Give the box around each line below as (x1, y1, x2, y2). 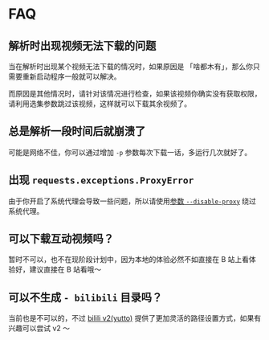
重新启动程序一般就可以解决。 (22, 72, 121, 81)
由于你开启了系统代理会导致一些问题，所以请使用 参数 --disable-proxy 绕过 (8, 196, 257, 206)
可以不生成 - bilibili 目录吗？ (8, 290, 163, 304)
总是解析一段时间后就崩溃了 (8, 125, 146, 138)
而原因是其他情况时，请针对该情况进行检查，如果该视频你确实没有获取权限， (8, 89, 262, 98)
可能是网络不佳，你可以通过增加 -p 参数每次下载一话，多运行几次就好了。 (8, 147, 252, 157)
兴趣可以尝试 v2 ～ (8, 323, 71, 334)
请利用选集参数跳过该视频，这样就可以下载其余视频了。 (8, 99, 191, 109)
